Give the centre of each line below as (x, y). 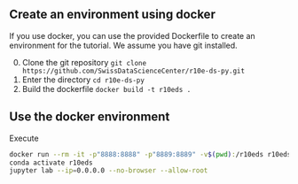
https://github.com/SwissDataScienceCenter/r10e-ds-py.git (133, 71)
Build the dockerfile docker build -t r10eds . (106, 88)
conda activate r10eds (51, 163)
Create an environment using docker (112, 15)
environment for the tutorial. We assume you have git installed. (123, 45)
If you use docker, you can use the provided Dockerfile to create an (132, 35)
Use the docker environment (90, 117)
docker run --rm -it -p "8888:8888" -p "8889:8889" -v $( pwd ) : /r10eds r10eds (150, 154)
